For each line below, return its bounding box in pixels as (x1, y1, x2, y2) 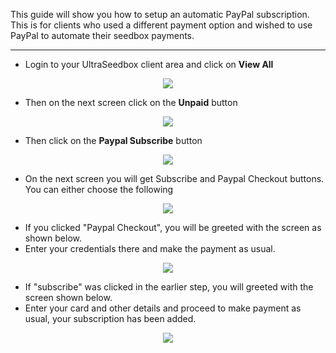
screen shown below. (24, 292, 113, 303)
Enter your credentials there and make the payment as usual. (24, 243, 276, 254)
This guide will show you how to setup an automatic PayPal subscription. (10, 9, 310, 20)
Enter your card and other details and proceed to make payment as (24, 302, 302, 314)
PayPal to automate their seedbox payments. (10, 30, 195, 41)
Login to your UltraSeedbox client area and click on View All (24, 59, 274, 70)
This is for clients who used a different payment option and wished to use (10, 19, 313, 31)
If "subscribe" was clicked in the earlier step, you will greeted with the (24, 281, 314, 293)
